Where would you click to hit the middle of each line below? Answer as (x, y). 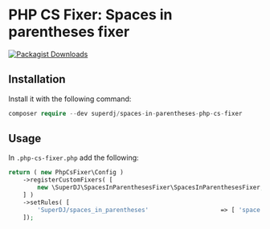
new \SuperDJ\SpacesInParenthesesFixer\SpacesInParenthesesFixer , (151, 188)
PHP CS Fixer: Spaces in (90, 15)
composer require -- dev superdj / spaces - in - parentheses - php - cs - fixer (125, 113)
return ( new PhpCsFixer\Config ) (66, 173)
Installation (37, 79)
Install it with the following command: (70, 99)
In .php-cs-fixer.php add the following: (74, 157)
